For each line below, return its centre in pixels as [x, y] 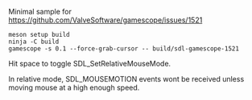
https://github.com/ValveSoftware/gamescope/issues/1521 [105, 20]
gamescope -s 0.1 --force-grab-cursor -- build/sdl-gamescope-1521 [124, 49]
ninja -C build [34, 42]
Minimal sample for [40, 12]
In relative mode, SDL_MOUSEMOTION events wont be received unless [126, 79]
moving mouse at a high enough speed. [74, 88]
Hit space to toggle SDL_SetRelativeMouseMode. [90, 64]
